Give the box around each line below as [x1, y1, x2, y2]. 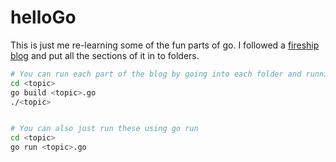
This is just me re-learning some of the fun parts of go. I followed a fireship [10, 39, 320, 51]
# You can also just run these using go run [10, 124, 199, 134]
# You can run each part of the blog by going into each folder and [10, 69, 302, 79]
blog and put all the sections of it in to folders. [10, 49, 200, 61]
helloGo [10, 6, 77, 29]
